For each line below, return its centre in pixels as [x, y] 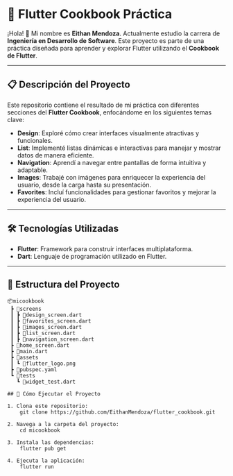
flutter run [37, 467]
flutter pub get [43, 449]
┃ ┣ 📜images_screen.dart [46, 328]
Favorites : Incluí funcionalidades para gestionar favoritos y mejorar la [116, 192]
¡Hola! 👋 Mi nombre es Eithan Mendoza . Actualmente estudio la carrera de [114, 33]
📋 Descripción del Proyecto [69, 85]
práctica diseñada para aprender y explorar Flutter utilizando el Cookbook [113, 48]
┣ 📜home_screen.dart [40, 346]
